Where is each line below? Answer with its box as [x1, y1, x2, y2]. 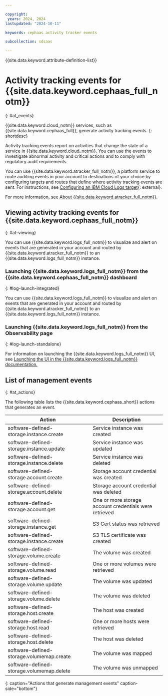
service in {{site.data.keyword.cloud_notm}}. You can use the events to [5, 148, 152, 154]
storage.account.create [7, 474, 62, 481]
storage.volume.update [7, 581, 62, 588]
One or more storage [92, 497, 141, 504]
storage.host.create [7, 610, 54, 617]
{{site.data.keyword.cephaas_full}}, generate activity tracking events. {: [5, 128, 152, 134]
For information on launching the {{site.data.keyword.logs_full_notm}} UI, [5, 351, 155, 357]
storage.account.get [7, 506, 55, 513]
